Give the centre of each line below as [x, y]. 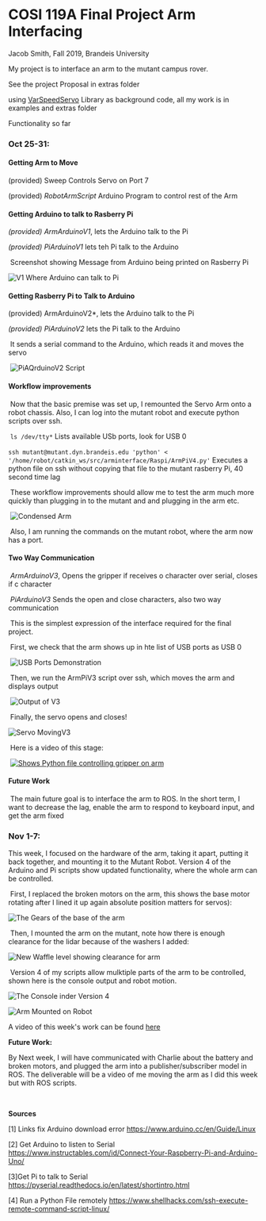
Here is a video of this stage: [57, 747]
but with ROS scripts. [43, 1083]
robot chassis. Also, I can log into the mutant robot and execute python [124, 412]
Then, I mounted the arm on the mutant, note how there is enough [118, 933]
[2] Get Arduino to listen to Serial [62, 1145]
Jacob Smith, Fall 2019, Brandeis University [79, 53]
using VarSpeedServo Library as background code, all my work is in [119, 99]
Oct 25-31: [29, 144]
